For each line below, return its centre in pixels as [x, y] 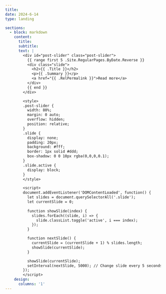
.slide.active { [40, 165]
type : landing [20, 19]
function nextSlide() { [52, 238]
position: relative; [48, 124]
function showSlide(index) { [57, 211]
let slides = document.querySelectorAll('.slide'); [81, 197]
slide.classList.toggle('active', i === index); [87, 220]
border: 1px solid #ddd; [53, 152]
